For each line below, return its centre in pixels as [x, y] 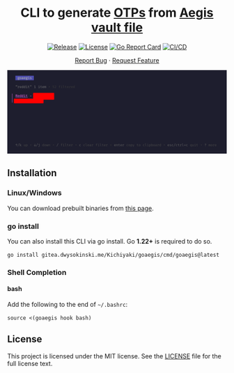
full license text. [30, 363]
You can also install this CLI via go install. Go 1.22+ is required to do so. [110, 241]
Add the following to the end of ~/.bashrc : [68, 304]
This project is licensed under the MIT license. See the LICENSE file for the [114, 356]
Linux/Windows [34, 193]
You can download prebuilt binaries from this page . [81, 208]
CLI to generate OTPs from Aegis [117, 13]
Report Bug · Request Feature [117, 60]
